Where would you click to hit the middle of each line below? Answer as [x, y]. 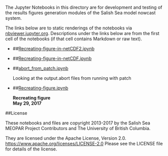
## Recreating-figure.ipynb [40, 88]
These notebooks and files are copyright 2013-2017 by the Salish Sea [78, 123]
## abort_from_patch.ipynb [40, 68]
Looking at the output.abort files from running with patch [72, 78]
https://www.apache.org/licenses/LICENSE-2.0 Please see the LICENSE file [84, 144]
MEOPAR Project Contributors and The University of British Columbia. [78, 128]
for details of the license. [31, 149]
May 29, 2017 [27, 103]
